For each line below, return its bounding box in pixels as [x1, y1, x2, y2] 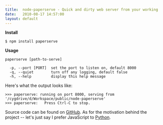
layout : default [5, 16, 38, 21]
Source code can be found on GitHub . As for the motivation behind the [5, 109, 147, 115]
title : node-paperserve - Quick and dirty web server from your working [5, 7, 159, 12]
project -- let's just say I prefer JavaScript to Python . [5, 114, 111, 120]
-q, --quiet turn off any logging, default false [9, 70, 128, 75]
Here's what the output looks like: [5, 83, 73, 88]
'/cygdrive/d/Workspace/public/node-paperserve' [5, 96, 106, 102]
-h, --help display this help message [9, 74, 106, 79]
